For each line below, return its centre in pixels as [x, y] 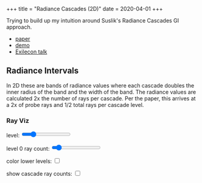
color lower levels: [29, 161]
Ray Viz [18, 120]
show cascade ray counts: [39, 174]
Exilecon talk [31, 52]
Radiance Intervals [43, 71]
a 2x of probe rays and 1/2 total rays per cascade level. [75, 105]
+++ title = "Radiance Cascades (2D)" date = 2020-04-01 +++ [85, 9]
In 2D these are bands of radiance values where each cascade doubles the [100, 85]
